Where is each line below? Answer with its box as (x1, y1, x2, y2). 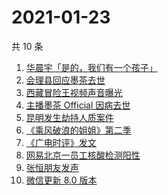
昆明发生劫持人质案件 (25, 111, 114, 123)
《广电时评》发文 (25, 136, 97, 148)
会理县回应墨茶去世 (25, 74, 106, 86)
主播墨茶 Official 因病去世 (25, 99, 131, 111)
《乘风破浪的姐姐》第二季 (25, 124, 132, 136)
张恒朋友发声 (25, 161, 79, 173)
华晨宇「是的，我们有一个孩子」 (25, 61, 158, 73)
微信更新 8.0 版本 (25, 174, 98, 186)
